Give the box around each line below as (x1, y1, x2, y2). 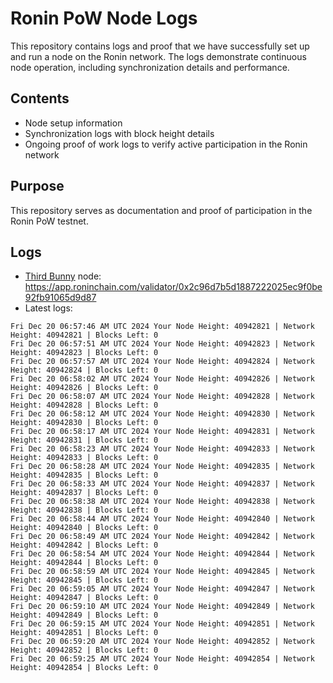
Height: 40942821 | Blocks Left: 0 (10, 330, 159, 341)
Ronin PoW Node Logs (10, 7, 198, 30)
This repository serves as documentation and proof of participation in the (10, 204, 313, 216)
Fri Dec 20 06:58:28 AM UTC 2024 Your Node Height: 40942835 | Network (10, 462, 315, 472)
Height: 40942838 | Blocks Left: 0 (10, 505, 159, 516)
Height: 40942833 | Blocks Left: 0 (10, 453, 159, 463)
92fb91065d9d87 (24, 292, 97, 304)
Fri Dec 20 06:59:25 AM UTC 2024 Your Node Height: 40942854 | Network (10, 654, 315, 664)
